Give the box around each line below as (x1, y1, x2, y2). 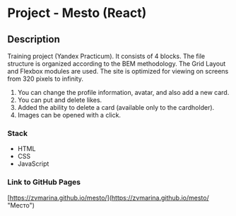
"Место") (7, 200, 35, 210)
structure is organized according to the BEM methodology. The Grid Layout (7, 59, 226, 68)
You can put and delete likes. (17, 96, 102, 104)
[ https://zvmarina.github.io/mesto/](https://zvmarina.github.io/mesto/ (7, 193, 210, 202)
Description (7, 33, 60, 45)
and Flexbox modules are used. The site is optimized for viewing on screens (7, 67, 229, 75)
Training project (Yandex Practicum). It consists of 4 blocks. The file (7, 52, 206, 60)
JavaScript (17, 159, 49, 168)
